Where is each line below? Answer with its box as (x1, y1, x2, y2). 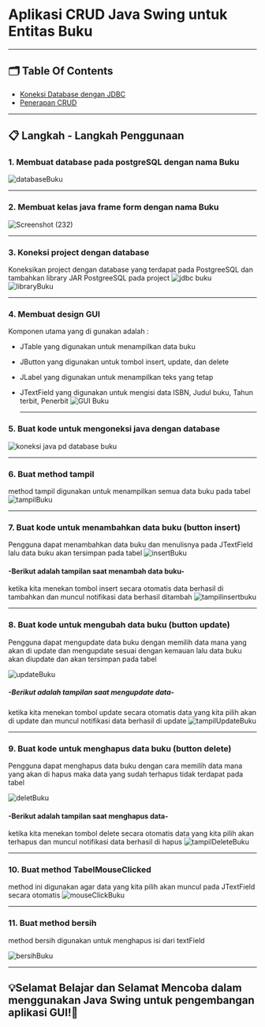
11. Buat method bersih (8, 918, 97, 929)
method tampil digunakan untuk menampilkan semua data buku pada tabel (8, 486, 251, 495)
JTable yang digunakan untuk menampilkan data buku (19, 342, 196, 352)
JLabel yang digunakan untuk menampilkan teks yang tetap (19, 373, 214, 382)
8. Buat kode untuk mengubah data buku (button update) (8, 619, 230, 630)
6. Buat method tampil (8, 468, 95, 480)
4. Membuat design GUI (8, 308, 101, 319)
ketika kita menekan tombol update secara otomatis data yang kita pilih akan (8, 707, 257, 717)
